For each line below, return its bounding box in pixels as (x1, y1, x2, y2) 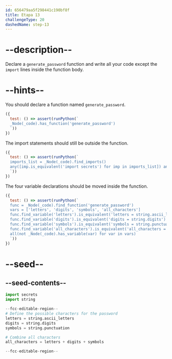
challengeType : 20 (5, 17, 45, 22)
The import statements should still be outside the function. (5, 140, 128, 146)
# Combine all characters (5, 335, 60, 340)
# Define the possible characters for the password (5, 311, 118, 316)
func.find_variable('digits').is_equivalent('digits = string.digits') (10, 217, 166, 222)
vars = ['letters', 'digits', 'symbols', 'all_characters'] (10, 207, 141, 212)
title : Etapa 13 (5, 12, 40, 17)
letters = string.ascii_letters (5, 316, 74, 321)
